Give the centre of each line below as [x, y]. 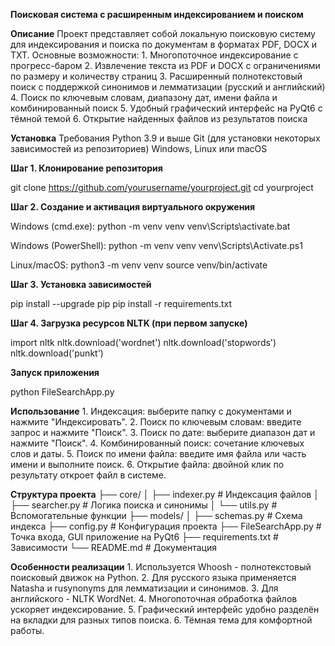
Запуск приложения [55, 372]
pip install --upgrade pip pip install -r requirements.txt [121, 303]
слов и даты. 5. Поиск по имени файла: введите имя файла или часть [158, 453]
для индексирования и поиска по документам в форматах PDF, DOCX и [163, 44]
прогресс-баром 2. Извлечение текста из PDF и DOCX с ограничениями [165, 65]
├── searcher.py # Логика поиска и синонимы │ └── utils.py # [144, 505]
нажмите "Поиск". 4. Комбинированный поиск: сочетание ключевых [157, 443]
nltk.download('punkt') [57, 353]
